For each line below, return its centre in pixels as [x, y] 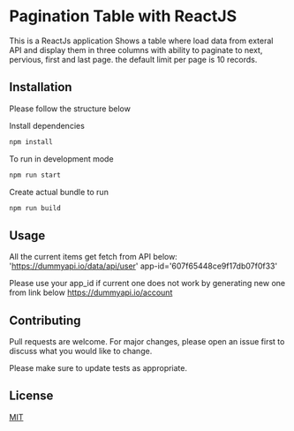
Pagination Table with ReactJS [123, 16]
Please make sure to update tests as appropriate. [98, 368]
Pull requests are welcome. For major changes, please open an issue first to [147, 341]
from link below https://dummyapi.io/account [91, 292]
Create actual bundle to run [59, 192]
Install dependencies [47, 125]
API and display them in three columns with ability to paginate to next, [136, 49]
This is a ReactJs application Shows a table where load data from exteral [141, 41]
